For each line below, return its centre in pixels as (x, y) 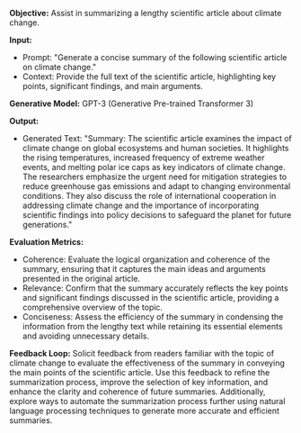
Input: (21, 40)
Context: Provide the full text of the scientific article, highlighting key (149, 77)
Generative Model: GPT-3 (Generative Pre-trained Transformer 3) (132, 104)
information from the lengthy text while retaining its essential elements (152, 326)
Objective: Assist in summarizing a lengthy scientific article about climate (146, 13)
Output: (24, 121)
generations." (47, 225)
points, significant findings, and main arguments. (113, 86)
